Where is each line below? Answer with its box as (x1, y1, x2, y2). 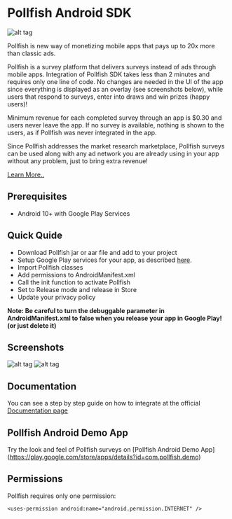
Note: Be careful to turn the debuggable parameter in (7, 306, 165, 314)
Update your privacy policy (17, 293, 96, 301)
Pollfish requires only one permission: (7, 492, 116, 500)
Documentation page (7, 406, 68, 415)
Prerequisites (7, 191, 67, 202)
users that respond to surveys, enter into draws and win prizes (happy (7, 92, 210, 101)
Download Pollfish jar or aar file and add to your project (17, 248, 177, 256)
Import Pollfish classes (17, 263, 83, 271)
